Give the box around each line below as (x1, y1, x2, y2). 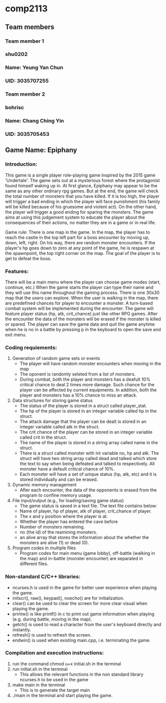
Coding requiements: (5, 344, 57, 351)
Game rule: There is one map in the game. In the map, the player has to (5, 229, 150, 235)
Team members (5, 23, 55, 31)
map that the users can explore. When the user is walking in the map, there (5, 294, 159, 300)
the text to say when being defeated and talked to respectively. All (19, 461, 155, 467)
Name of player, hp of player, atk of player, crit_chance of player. (19, 508, 152, 514)
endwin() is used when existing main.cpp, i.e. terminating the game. (12, 637, 151, 643)
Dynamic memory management (12, 482, 77, 488)
